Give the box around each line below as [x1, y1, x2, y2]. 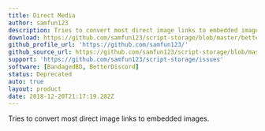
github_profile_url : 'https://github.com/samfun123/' [8, 41, 189, 49]
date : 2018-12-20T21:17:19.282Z [8, 92, 114, 100]
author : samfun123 [8, 19, 69, 27]
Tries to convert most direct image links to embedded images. [8, 114, 210, 123]
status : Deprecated [8, 70, 73, 78]
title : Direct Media [8, 11, 77, 20]
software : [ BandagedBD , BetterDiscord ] [8, 63, 140, 71]
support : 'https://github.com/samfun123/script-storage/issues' [8, 56, 224, 64]
